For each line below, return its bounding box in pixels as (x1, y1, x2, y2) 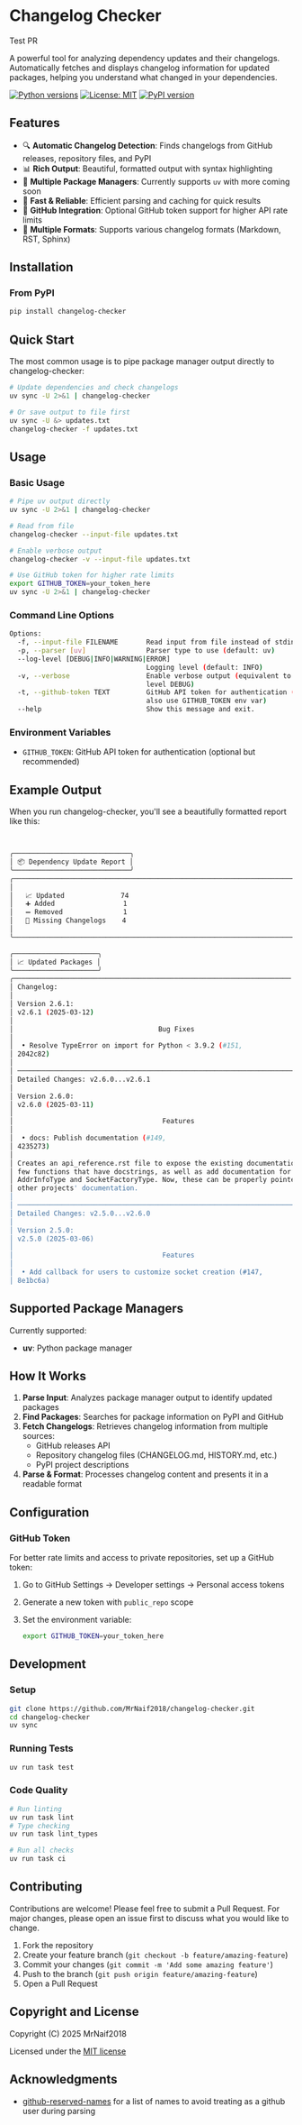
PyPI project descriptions (35, 1460, 129, 1470)
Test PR (9, 35, 38, 46)
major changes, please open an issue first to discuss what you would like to (9, 1912, 289, 1923)
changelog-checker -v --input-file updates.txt (9, 554, 191, 563)
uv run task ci (9, 1855, 67, 1864)
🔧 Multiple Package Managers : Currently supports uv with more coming (22, 176, 290, 187)
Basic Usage (9, 476, 66, 489)
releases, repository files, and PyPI (22, 152, 152, 163)
